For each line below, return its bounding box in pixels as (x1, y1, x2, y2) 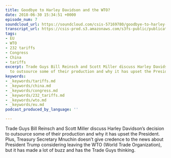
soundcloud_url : (5, 21, 40, 27)
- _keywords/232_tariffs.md (5, 93, 65, 98)
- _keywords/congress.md (5, 88, 58, 93)
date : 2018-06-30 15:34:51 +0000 (5, 12, 76, 17)
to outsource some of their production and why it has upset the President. (5, 131, 160, 137)
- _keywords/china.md (5, 83, 51, 88)
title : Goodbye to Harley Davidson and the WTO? (5, 7, 110, 13)
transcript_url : (5, 27, 40, 32)
